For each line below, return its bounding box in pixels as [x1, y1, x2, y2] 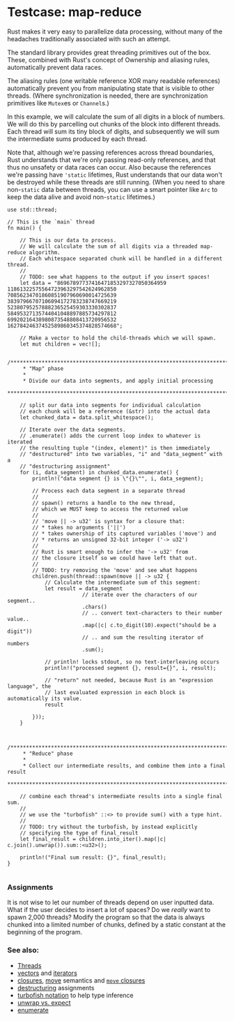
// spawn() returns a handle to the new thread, [32, 499, 176, 506]
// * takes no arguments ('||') [32, 524, 127, 531]
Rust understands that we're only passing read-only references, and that [7, 155, 216, 164]
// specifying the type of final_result [19, 829, 139, 837]
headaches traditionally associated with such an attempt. [7, 34, 171, 43]
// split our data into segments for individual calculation [19, 402, 201, 409]
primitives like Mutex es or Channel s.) [7, 98, 109, 107]
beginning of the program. [7, 928, 82, 936]
